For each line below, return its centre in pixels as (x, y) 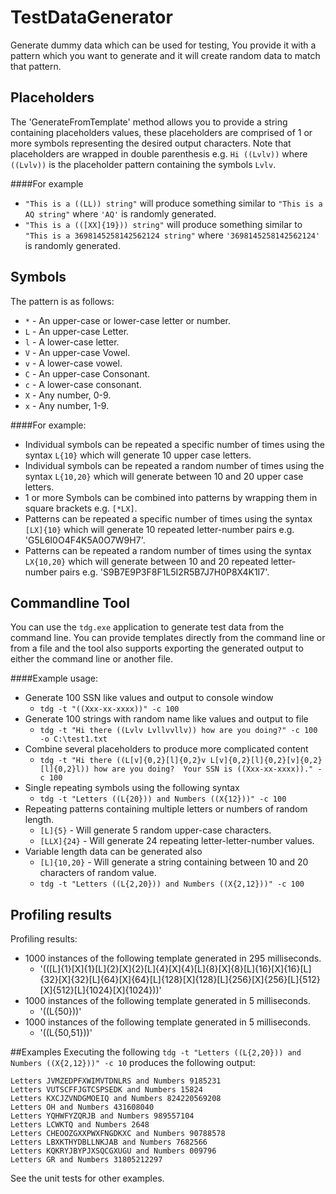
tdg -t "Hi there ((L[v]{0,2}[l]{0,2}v (123, 761)
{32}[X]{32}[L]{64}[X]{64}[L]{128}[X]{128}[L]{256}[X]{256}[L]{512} (180, 980)
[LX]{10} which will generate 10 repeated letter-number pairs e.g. (159, 529)
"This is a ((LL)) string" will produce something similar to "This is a (173, 203)
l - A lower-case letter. (72, 342)
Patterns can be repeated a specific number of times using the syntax (168, 518)
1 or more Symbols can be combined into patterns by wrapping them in (171, 497)
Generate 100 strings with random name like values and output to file (166, 719)
